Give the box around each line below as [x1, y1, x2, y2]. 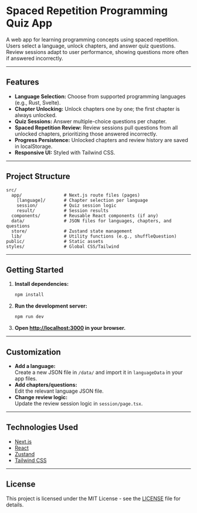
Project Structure [6, 171, 70, 181]
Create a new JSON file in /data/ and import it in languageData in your [14, 369, 183, 376]
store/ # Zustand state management [11, 228, 133, 234]
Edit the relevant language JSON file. [14, 387, 104, 394]
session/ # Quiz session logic [16, 203, 117, 208]
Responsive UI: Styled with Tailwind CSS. [14, 148, 116, 156]
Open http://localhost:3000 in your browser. [14, 325, 126, 332]
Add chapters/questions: [14, 381, 77, 388]
